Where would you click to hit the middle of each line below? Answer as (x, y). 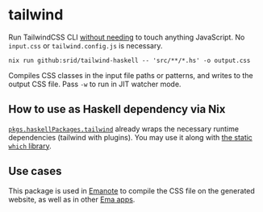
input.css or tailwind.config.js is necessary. (86, 45)
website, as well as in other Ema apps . (72, 199)
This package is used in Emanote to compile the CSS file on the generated (132, 190)
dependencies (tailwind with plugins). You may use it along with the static (130, 137)
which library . (30, 146)
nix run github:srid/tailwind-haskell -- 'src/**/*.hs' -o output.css (129, 60)
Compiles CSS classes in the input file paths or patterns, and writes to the (131, 75)
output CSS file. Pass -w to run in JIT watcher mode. (95, 84)
